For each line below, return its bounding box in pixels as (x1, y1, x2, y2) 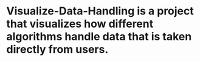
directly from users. (6, 43, 109, 57)
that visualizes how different (6, 17, 154, 31)
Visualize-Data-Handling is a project (6, 4, 195, 18)
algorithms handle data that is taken (6, 30, 192, 43)
